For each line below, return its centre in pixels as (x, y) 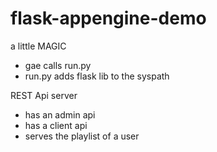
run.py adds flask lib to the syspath (97, 76)
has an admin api (60, 114)
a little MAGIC (38, 46)
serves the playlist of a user (82, 136)
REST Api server (44, 95)
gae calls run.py (58, 65)
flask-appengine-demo (108, 18)
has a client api (56, 125)
